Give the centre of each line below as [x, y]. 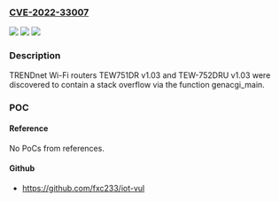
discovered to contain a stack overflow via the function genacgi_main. [137, 84]
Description [35, 56]
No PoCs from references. [57, 148]
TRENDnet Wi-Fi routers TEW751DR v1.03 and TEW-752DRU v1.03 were [140, 75]
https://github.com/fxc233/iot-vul [83, 188]
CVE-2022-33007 [49, 12]
